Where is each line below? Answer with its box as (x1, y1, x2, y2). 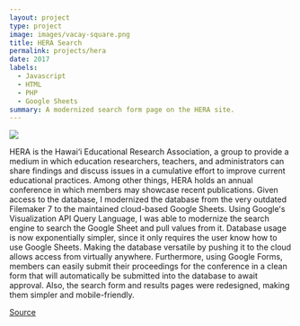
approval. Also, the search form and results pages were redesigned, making (9, 280, 290, 291)
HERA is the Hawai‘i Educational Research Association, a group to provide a (9, 146, 289, 157)
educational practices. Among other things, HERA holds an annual (9, 175, 253, 186)
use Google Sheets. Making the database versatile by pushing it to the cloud (9, 242, 292, 252)
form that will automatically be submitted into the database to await (9, 270, 258, 281)
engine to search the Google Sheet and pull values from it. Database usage (9, 223, 287, 233)
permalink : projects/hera (9, 47, 106, 56)
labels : (9, 64, 39, 73)
